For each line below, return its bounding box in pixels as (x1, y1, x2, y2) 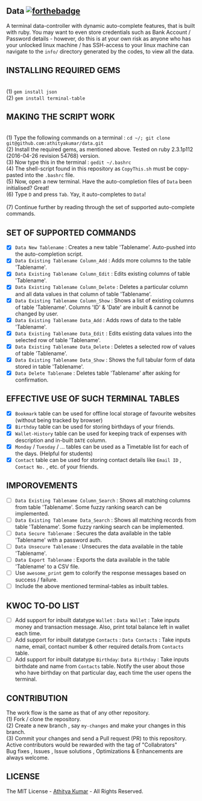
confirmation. (14, 376, 49, 383)
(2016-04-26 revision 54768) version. (6, 152, 100, 160)
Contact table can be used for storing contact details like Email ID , (14, 456, 182, 463)
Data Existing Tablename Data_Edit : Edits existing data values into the (14, 329, 192, 337)
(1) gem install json (6, 88, 57, 95)
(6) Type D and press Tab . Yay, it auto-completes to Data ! (6, 191, 147, 198)
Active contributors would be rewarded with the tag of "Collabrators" (6, 741, 178, 748)
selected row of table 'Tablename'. (14, 336, 101, 343)
